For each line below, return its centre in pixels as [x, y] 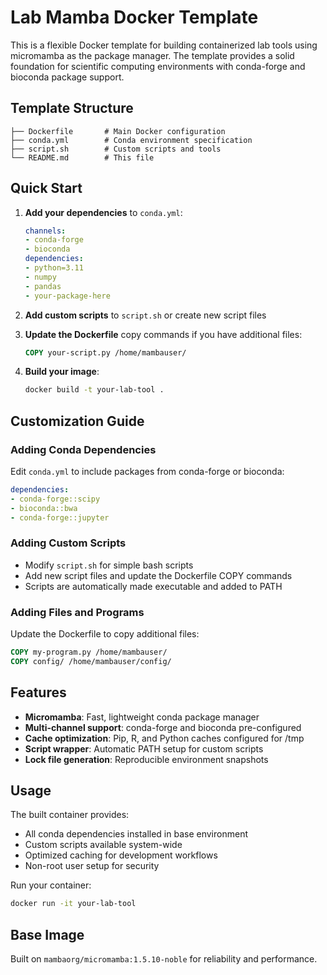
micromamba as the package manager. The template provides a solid [152, 55]
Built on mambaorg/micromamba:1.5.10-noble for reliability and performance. [164, 959]
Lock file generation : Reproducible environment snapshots [146, 759]
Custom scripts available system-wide [103, 845]
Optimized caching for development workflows [121, 855]
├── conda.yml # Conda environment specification [131, 140]
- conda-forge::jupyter [60, 517]
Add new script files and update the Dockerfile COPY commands [158, 575]
